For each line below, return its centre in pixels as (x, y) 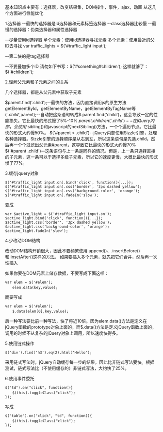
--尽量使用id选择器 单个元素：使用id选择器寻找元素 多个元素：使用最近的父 (80, 40)
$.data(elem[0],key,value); (40, 311)
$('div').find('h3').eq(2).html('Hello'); (49, 353)
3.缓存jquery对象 (22, 173)
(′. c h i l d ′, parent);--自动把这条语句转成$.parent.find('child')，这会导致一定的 (79, 115)
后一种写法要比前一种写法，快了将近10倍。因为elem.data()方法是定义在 (76, 321)
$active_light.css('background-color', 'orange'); (57, 227)
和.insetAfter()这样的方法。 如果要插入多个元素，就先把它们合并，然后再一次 (81, 257)
